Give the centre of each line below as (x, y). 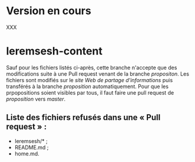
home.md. (27, 153)
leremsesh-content (54, 51)
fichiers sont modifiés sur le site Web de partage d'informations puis (90, 80)
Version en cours (49, 11)
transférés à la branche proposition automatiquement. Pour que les (87, 86)
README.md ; (32, 147)
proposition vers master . (36, 99)
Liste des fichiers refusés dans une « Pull (83, 117)
